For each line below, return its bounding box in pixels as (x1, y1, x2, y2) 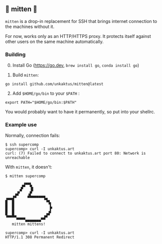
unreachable (5, 155, 30, 160)
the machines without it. (5, 23, 55, 29)
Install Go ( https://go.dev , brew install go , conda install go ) (12, 62, 140, 68)
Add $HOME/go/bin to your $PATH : (12, 90, 80, 96)
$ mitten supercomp (5, 174, 46, 179)
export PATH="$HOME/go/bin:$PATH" (5, 100, 77, 105)
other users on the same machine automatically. (5, 38, 104, 44)
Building (5, 51, 26, 58)
